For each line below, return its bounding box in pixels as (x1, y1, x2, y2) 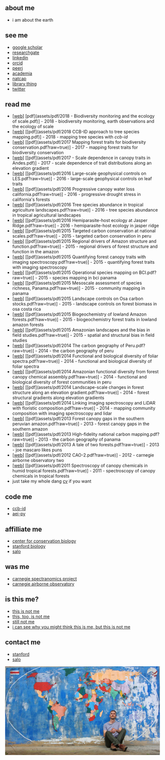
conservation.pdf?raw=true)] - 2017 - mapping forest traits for (12, 144, 138, 150)
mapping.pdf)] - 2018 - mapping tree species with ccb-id (12, 134, 128, 140)
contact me (5, 638, 41, 647)
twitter (12, 86, 26, 92)
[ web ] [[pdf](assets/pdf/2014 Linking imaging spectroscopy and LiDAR (12, 400, 156, 406)
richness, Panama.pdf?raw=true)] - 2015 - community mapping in (12, 285, 145, 291)
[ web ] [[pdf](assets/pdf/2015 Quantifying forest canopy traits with (12, 254, 146, 260)
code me (5, 492, 32, 501)
